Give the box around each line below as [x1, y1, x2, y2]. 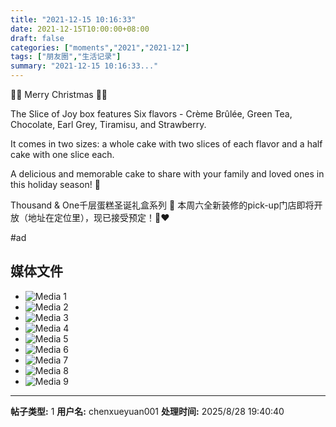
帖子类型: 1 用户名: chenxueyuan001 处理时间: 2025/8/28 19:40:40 [10, 405, 285, 417]
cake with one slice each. [10, 149, 115, 160]
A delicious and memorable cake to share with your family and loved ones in [10, 168, 325, 180]
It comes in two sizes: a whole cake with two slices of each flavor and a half [10, 138, 323, 150]
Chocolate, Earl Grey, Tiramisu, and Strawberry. [10, 119, 207, 130]
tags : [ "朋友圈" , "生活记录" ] [10, 52, 122, 62]
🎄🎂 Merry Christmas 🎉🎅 [10, 89, 108, 100]
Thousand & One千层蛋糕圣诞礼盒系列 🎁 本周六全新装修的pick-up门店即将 [10, 199, 315, 211]
